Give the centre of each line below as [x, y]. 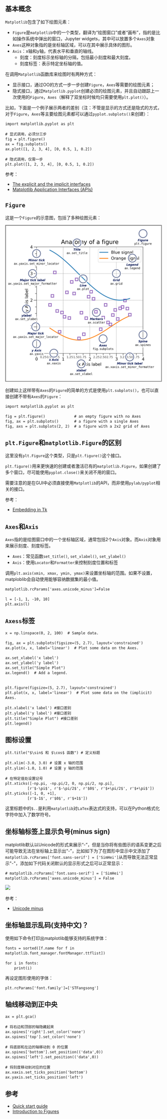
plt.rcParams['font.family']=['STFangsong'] [52, 988]
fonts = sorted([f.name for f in [40, 948]
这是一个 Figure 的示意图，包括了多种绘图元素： [53, 217]
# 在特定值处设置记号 [24, 778]
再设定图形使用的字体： [29, 978]
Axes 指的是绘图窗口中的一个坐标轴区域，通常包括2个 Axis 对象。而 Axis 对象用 [83, 540]
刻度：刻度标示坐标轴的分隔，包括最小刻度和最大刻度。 [76, 57]
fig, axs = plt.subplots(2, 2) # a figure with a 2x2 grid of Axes [78, 426]
